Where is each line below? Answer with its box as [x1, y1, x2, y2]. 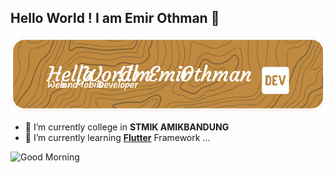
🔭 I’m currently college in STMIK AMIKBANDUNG [24, 121, 230, 133]
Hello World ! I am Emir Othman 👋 [10, 10, 220, 27]
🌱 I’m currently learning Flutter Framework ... [24, 131, 211, 143]
